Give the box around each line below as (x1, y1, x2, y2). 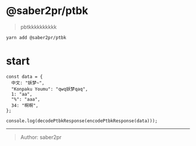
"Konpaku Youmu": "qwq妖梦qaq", (11, 86, 89, 92)
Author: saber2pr (20, 133, 62, 141)
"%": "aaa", (11, 96, 41, 102)
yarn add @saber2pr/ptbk (6, 34, 66, 40)
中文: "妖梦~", (11, 80, 45, 86)
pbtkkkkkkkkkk (20, 23, 57, 30)
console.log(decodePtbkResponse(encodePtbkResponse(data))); (6, 118, 158, 124)
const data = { (6, 74, 43, 79)
